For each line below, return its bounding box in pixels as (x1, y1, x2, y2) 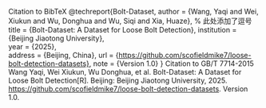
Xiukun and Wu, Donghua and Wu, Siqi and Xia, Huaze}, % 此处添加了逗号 (8, 16, 252, 25)
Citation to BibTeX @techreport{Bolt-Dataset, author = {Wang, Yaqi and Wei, (8, 7, 259, 16)
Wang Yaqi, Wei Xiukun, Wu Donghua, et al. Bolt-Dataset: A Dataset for (8, 67, 242, 76)
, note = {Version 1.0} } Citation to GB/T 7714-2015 (89, 59, 254, 68)
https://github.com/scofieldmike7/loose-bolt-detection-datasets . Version (8, 84, 248, 94)
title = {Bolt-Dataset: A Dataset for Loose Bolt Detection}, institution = (8, 25, 237, 34)
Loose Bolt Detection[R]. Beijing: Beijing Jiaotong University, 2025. (8, 75, 228, 85)
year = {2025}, (8, 42, 58, 51)
